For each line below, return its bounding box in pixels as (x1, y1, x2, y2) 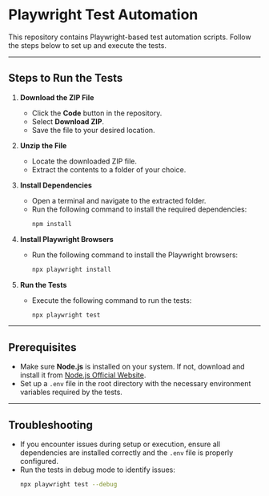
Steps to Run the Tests (8, 71, 123, 85)
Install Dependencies (19, 180, 92, 190)
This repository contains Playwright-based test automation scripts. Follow (8, 32, 251, 42)
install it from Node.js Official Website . (19, 370, 147, 380)
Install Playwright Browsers (19, 234, 114, 244)
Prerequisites (8, 341, 77, 354)
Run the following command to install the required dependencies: (31, 204, 247, 214)
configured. (19, 457, 58, 466)
